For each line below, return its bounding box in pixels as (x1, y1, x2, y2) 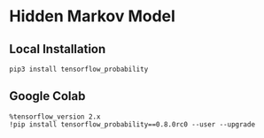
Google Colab (9, 88, 86, 103)
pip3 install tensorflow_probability (9, 65, 149, 73)
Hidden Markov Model (9, 6, 175, 27)
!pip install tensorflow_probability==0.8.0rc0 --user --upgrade (9, 119, 255, 129)
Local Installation (9, 42, 106, 57)
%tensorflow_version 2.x (9, 112, 101, 121)
